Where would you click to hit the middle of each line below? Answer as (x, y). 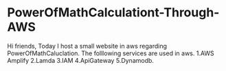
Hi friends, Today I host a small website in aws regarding (87, 46)
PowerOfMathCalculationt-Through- (113, 13)
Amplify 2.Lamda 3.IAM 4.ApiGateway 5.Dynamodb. (81, 60)
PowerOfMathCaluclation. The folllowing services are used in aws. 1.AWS (111, 53)
